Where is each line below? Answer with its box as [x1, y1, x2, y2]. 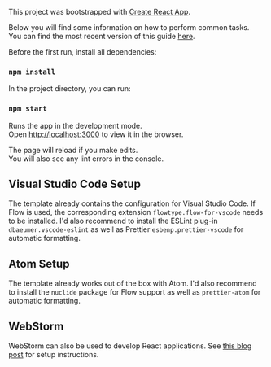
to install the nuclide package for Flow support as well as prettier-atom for [8, 287, 261, 297]
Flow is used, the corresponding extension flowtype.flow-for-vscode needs [8, 208, 264, 217]
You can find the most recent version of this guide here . [8, 32, 195, 41]
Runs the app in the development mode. [8, 120, 142, 130]
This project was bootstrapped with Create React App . [8, 7, 191, 16]
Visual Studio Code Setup [8, 177, 141, 190]
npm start [8, 104, 47, 113]
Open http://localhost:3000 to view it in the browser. [8, 129, 184, 139]
